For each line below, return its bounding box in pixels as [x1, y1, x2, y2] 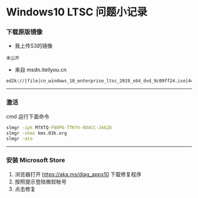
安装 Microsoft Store [6, 156, 65, 164]
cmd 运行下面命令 [6, 113, 49, 120]
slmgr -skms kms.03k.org [6, 130, 67, 136]
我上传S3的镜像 [14, 42, 53, 49]
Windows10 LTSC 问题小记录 [6, 5, 148, 19]
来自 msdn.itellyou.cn [14, 66, 67, 74]
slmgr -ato [6, 136, 33, 141]
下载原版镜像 [6, 28, 43, 36]
